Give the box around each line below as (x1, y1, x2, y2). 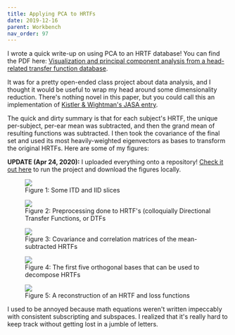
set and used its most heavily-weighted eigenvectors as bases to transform (7, 137, 226, 145)
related (7, 64, 28, 73)
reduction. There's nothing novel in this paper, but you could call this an (7, 93, 215, 102)
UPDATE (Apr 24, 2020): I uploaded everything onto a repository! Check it (7, 158, 224, 166)
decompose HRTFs (25, 271, 81, 279)
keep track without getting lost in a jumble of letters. (7, 320, 158, 329)
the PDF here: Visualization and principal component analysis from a (7, 57, 205, 66)
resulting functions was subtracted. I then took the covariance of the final (7, 129, 220, 138)
